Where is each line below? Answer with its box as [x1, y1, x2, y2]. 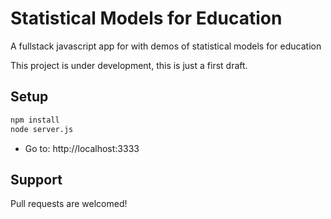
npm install [10, 115, 60, 125]
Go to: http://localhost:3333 [24, 142, 140, 154]
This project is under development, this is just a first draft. [10, 59, 248, 71]
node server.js [10, 124, 74, 134]
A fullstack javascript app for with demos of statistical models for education [10, 40, 322, 52]
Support [10, 171, 63, 188]
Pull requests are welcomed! [10, 198, 128, 210]
